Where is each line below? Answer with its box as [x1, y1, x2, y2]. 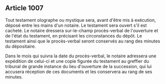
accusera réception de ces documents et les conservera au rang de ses [5, 69, 153, 75]
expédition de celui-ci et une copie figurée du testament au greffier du [5, 58, 149, 64]
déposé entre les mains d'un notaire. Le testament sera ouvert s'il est [5, 22, 147, 28]
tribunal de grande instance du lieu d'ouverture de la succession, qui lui [5, 63, 152, 69]
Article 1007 [5, 4, 44, 12]
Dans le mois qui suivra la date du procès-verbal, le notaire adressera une [5, 53, 157, 59]
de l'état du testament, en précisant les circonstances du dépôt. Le [5, 33, 143, 39]
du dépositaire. [5, 43, 36, 49]
